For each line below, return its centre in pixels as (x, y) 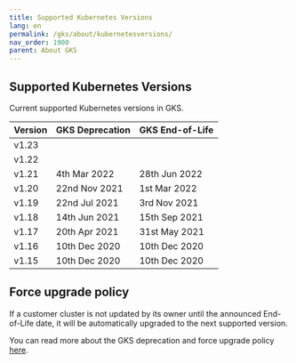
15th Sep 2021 (171, 217)
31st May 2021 (172, 231)
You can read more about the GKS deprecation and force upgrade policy (142, 340)
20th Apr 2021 (88, 231)
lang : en (25, 26)
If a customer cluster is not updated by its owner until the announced (136, 313)
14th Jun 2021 (88, 217)
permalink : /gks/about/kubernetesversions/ (91, 34)
